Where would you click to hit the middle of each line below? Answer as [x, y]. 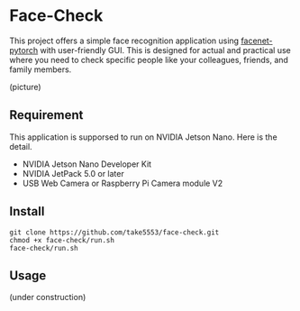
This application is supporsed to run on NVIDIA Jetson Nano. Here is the [143, 137]
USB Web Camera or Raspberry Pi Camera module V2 [123, 183]
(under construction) [48, 297]
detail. [21, 146]
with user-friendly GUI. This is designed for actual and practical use [165, 50]
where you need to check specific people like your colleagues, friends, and [149, 59]
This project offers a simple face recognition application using [124, 41]
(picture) [26, 87]
